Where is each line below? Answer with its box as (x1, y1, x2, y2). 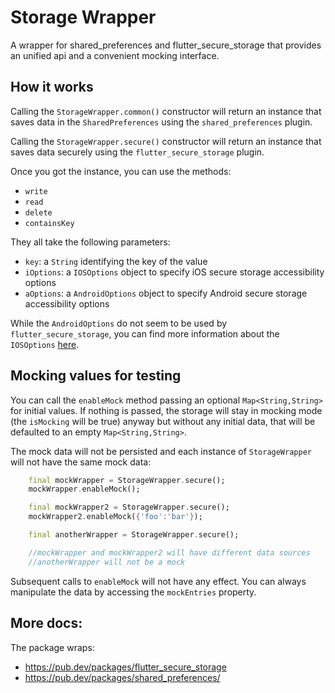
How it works (10, 79, 94, 96)
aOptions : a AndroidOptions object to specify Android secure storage (24, 287, 308, 299)
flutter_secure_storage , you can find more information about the (10, 327, 280, 340)
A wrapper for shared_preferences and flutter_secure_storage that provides (10, 39, 322, 51)
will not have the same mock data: (10, 456, 152, 468)
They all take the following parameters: (10, 236, 171, 248)
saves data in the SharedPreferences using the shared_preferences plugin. (10, 116, 313, 128)
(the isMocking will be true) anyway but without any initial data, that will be (10, 415, 316, 427)
